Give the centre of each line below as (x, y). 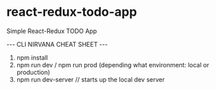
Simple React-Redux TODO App (52, 31)
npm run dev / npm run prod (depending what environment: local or (112, 65)
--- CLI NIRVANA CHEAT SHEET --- (57, 44)
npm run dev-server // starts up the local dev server (91, 79)
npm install (32, 57)
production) (33, 72)
